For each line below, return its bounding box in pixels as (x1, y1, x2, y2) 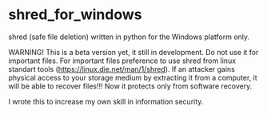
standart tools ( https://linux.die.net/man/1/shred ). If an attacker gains (8, 64, 236, 73)
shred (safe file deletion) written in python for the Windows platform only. (8, 32, 250, 41)
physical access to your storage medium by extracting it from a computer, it (8, 73, 257, 82)
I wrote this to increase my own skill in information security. (8, 96, 204, 106)
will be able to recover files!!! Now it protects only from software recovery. (8, 81, 253, 91)
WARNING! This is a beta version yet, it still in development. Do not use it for (8, 47, 259, 57)
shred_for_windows (8, 6, 142, 24)
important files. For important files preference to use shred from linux (8, 56, 237, 65)
